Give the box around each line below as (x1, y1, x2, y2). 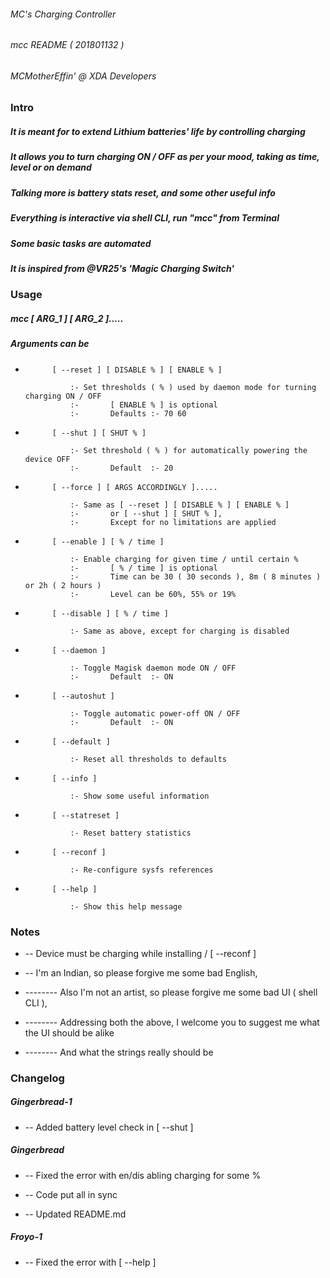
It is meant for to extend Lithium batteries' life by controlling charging (10, 126, 306, 138)
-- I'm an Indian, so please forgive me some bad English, (24, 966, 258, 979)
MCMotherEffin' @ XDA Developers (10, 70, 157, 82)
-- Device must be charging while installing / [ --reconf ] (24, 947, 257, 959)
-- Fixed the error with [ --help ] (24, 1256, 157, 1268)
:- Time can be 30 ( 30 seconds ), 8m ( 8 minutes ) (69, 571, 322, 582)
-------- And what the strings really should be (24, 1046, 214, 1058)
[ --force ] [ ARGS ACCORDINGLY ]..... (51, 482, 218, 492)
